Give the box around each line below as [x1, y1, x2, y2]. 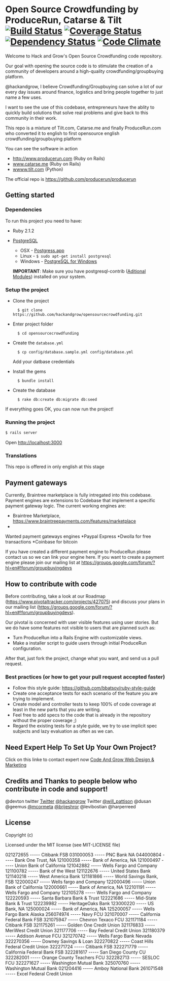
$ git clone [17, 307, 43, 313]
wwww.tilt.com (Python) [12, 166, 63, 172]
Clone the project [12, 297, 49, 304]
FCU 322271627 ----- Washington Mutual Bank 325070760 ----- [5, 960, 141, 966]
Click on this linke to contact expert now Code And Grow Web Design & [5, 756, 155, 762]
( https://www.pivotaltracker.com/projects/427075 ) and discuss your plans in [5, 598, 165, 605]
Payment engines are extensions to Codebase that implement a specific [5, 498, 156, 504]
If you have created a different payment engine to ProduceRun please [5, 549, 151, 555]
